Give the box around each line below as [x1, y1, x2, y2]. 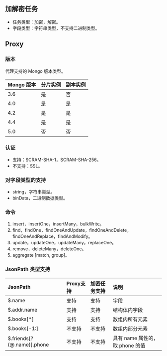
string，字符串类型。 [12, 189, 55, 195]
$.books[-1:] [7, 325, 39, 332]
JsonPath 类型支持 [5, 266, 51, 273]
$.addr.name [7, 306, 38, 313]
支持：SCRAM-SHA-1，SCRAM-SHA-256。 [12, 157, 101, 163]
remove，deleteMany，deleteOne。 [12, 246, 86, 252]
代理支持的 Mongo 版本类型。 [5, 68, 66, 74]
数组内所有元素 [112, 316, 148, 323]
